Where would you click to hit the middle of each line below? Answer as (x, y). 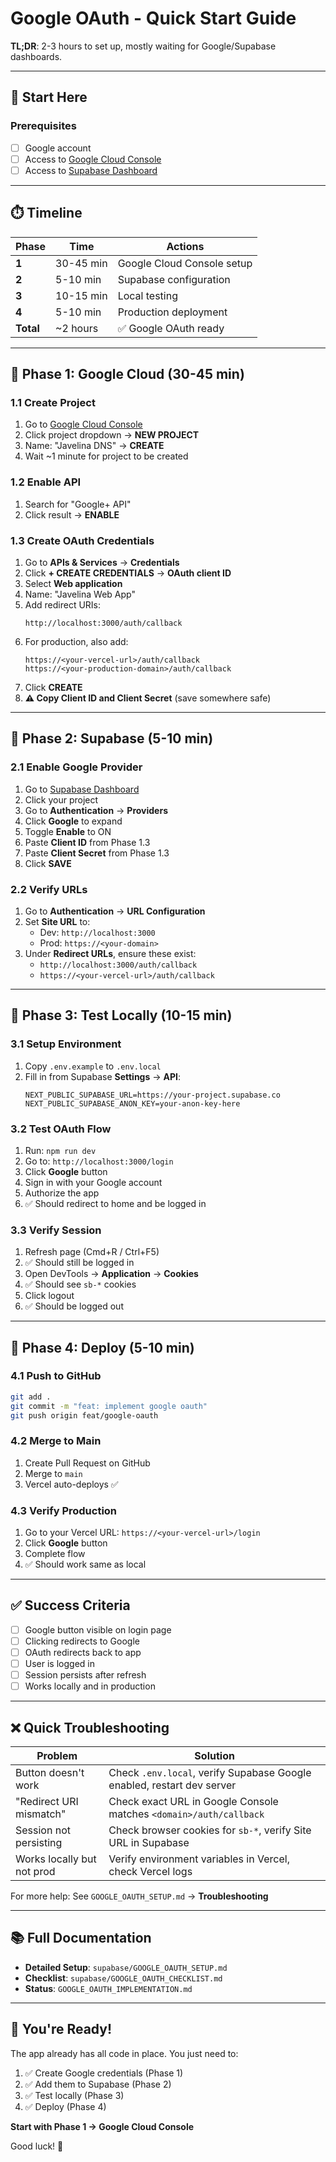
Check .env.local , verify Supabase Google (210, 1773)
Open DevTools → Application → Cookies (111, 1274)
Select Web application (73, 583)
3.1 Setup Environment (66, 1044)
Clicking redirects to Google (82, 1641)
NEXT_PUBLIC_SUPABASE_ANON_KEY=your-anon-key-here (132, 1103)
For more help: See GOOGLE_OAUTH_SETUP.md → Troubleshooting (139, 1896)
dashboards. (36, 56)
